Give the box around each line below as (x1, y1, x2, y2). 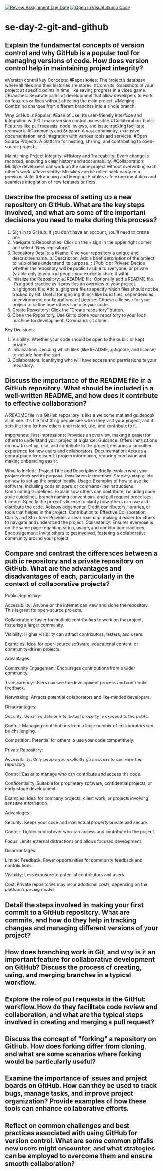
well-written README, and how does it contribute (5, 391, 158, 400)
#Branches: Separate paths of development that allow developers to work (5, 93, 153, 98)
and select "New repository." (12, 244, 70, 250)
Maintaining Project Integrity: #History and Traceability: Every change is (5, 153, 149, 159)
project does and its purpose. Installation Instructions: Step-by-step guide (5, 473, 153, 478)
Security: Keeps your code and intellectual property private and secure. (5, 819, 148, 825)
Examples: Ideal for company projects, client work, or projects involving (5, 795, 148, 801)
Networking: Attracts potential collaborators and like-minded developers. (5, 694, 151, 700)
